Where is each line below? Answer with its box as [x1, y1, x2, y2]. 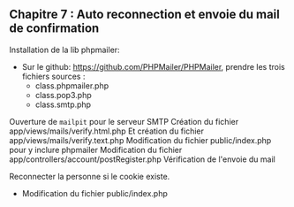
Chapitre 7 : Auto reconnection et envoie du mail [9, 7, 280, 22]
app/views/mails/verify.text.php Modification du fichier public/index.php [9, 134, 272, 145]
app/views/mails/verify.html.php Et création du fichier [9, 126, 205, 136]
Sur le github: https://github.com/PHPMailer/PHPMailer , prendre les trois [21, 61, 285, 72]
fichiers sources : [21, 71, 86, 81]
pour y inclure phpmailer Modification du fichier [9, 144, 183, 155]
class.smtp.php [34, 99, 91, 110]
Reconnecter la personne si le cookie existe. [9, 171, 170, 181]
